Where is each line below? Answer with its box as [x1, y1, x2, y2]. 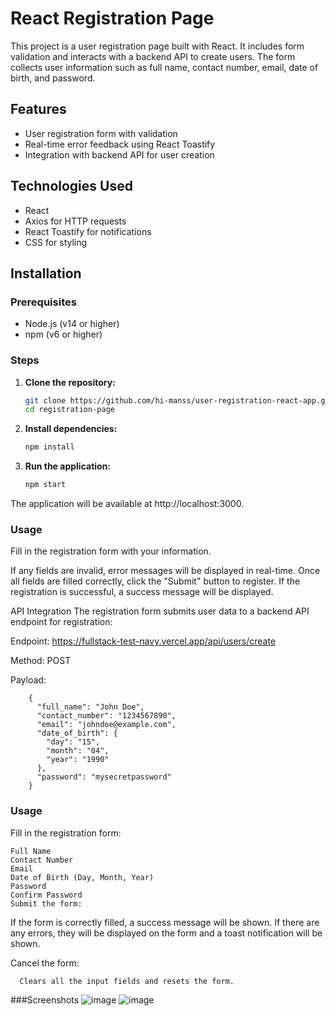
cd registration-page [24, 405, 115, 415]
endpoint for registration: [10, 616, 113, 628]
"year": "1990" [46, 755, 110, 765]
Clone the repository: [24, 376, 116, 388]
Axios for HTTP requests [24, 215, 127, 227]
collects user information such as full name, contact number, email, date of [10, 61, 319, 73]
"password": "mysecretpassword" [36, 772, 172, 782]
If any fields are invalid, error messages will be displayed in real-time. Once [10, 565, 321, 577]
